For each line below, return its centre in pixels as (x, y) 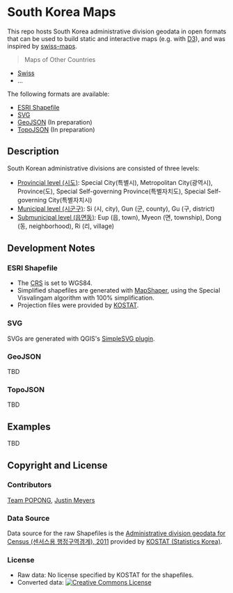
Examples (29, 427)
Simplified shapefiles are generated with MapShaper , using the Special (119, 291)
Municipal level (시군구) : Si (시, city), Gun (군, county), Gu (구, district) (116, 209)
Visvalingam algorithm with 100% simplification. (86, 298)
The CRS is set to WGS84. (55, 283)
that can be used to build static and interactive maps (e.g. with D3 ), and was (116, 38)
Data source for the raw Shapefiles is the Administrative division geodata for (116, 533)
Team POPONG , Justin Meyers (51, 500)
